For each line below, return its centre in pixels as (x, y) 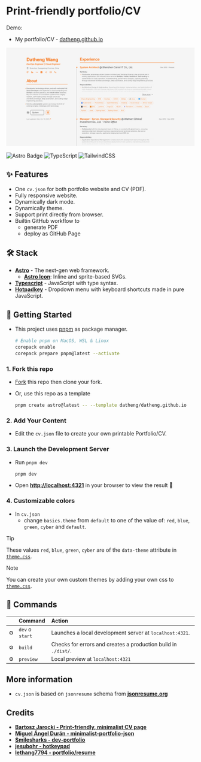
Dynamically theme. (39, 208)
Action (60, 621)
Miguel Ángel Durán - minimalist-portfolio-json (74, 733)
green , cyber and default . (55, 527)
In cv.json (27, 514)
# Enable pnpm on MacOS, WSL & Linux (62, 341)
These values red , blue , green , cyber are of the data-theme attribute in (92, 550)
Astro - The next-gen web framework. (62, 270)
